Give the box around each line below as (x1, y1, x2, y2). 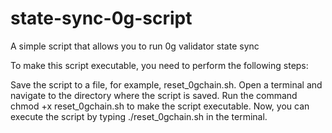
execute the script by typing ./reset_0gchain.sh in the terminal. (10, 110, 268, 122)
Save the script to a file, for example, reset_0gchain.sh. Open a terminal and (10, 78, 323, 91)
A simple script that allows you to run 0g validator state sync (10, 40, 260, 52)
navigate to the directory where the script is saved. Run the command (10, 89, 298, 101)
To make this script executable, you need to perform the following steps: (10, 59, 309, 71)
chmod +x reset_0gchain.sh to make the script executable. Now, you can (10, 100, 310, 112)
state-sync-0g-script (10, 7, 193, 30)
